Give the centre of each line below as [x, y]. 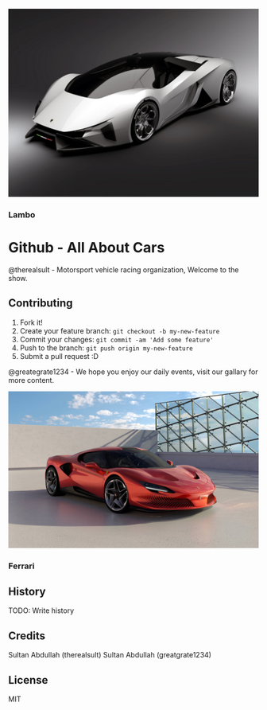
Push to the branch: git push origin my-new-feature [106, 348]
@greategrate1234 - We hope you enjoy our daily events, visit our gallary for [133, 372]
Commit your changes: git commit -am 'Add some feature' [117, 339]
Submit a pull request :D [59, 356]
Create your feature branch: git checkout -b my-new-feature [120, 330]
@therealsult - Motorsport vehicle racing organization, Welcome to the [124, 269]
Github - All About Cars [87, 248]
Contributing [41, 303]
